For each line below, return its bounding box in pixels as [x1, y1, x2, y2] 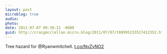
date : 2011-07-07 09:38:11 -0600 [5, 26, 75, 30]
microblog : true [5, 12, 39, 17]
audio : [5, 16, 19, 21]
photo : [5, 21, 19, 26]
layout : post [5, 7, 32, 12]
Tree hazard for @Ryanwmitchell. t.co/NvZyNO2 [5, 44, 104, 49]
